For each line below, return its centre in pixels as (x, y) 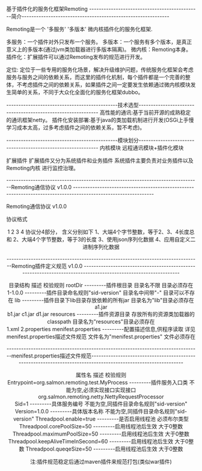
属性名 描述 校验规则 (101, 375)
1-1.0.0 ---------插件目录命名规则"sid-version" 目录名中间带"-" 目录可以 (96, 293)
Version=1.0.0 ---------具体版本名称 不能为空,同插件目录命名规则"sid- (101, 411)
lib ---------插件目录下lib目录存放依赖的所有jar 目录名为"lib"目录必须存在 (104, 300)
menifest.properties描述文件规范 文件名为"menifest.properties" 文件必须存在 (101, 336)
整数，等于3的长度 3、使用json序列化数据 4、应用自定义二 (123, 239)
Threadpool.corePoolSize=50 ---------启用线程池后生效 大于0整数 (101, 426)
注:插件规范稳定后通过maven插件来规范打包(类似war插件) (101, 462)
